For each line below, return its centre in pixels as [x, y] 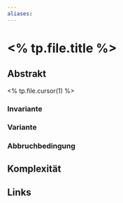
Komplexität [34, 168]
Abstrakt [27, 74]
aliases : [20, 14]
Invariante [25, 109]
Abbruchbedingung [41, 146]
